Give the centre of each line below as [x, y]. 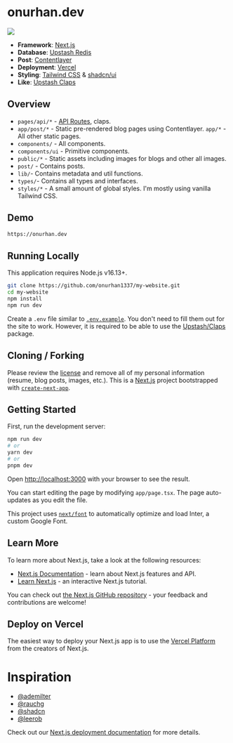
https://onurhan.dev [38, 234]
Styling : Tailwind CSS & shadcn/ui [67, 74]
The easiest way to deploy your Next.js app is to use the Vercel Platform [112, 641]
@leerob [30, 719]
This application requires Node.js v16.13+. [67, 273]
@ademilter [34, 697]
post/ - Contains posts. [51, 166]
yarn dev [20, 453]
